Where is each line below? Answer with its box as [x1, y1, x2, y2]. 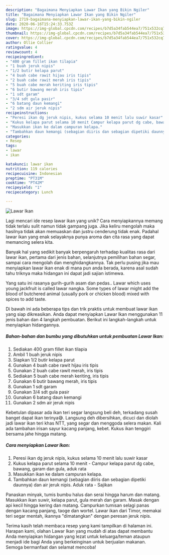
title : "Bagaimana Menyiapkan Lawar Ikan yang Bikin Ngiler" [6, 12, 136, 17]
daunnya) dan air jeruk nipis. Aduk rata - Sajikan [13, 481, 112, 488]
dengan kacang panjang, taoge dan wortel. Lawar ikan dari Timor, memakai [6, 507, 161, 514]
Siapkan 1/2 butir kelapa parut [13, 357, 75, 363]
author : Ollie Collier [6, 40, 53, 45]
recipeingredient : [6, 54, 44, 59]
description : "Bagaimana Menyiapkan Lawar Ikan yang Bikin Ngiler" [6, 7, 150, 13]
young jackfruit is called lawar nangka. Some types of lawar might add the [6, 285, 159, 291]
